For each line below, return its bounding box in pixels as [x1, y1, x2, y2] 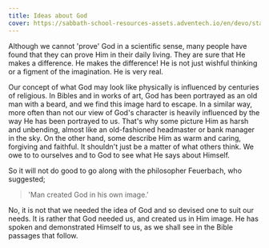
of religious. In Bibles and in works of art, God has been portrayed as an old [8, 90, 258, 100]
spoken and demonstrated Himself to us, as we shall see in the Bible [8, 222, 234, 232]
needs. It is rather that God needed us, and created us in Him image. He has [8, 214, 259, 223]
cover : [8, 19, 30, 27]
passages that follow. [8, 230, 78, 240]
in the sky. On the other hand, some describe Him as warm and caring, [8, 133, 242, 142]
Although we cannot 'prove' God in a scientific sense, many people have [8, 41, 247, 50]
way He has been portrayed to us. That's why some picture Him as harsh [8, 116, 249, 126]
